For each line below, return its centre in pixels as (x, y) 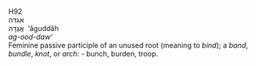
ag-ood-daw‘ (31, 37)
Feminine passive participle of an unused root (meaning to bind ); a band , (128, 45)
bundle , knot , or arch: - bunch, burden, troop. (83, 54)
